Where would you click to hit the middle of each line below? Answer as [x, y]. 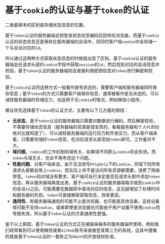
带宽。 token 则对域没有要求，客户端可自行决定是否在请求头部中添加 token [86, 176]
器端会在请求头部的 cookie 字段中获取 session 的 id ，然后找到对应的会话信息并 [82, 64]
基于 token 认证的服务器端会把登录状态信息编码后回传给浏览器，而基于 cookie [82, 35]
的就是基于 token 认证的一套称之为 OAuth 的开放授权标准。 [62, 236]
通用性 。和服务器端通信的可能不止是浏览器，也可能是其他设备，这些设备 [86, 201]
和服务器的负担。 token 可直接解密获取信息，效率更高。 [68, 195]
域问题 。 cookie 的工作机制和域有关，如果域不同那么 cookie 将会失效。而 [84, 151]
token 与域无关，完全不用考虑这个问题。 [52, 158]
